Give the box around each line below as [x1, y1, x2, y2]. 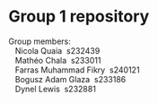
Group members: [8, 36, 71, 47]
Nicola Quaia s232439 [14, 45, 101, 56]
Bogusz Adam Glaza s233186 [14, 73, 127, 84]
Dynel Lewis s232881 [14, 83, 96, 94]
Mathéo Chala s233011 [14, 55, 101, 65]
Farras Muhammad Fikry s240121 [14, 64, 140, 75]
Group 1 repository [8, 6, 150, 27]
